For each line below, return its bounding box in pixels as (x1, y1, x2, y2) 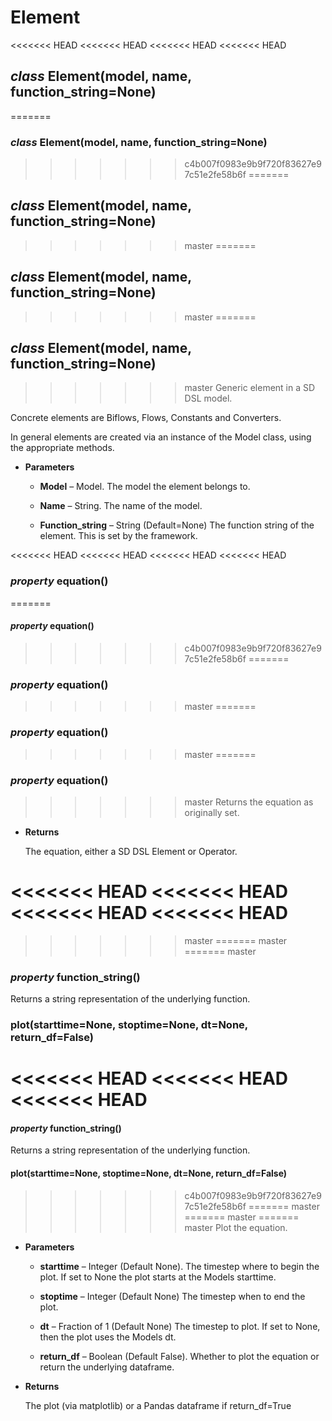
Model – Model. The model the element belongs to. (39, 481, 251, 493)
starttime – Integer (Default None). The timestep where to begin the (39, 1260, 320, 1272)
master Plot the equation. (184, 1221, 288, 1233)
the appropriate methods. (10, 442, 115, 454)
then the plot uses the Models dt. (39, 1331, 177, 1343)
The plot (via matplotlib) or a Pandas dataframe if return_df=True (24, 1399, 292, 1411)
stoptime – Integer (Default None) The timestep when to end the (39, 1290, 306, 1302)
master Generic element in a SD (184, 382, 316, 394)
